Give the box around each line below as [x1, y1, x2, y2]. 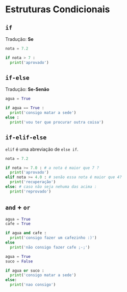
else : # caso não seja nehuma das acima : [5, 184, 97, 189]
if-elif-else [5, 134, 47, 141]
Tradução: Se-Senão [5, 86, 49, 92]
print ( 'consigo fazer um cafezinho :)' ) [10, 235, 97, 240]
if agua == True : [5, 106, 44, 111]
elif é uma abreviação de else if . [5, 146, 79, 152]
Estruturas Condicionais [5, 4, 110, 15]
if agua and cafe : [5, 231, 47, 236]
